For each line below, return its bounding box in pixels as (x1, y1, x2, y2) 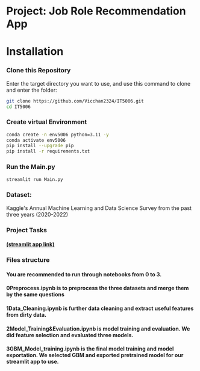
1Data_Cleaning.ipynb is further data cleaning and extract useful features (6, 305, 194, 312)
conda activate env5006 (6, 137, 66, 143)
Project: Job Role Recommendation (6, 4, 186, 18)
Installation (6, 45, 64, 59)
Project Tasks (6, 226, 47, 234)
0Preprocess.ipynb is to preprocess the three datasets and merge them (6, 285, 189, 292)
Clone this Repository (6, 66, 71, 75)
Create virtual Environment (6, 118, 87, 126)
